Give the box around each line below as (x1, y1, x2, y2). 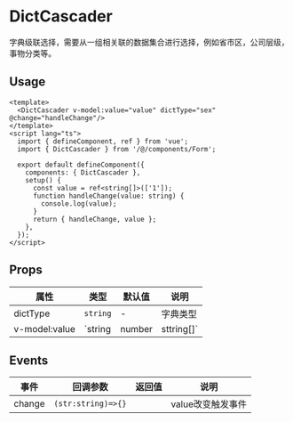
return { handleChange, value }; (32, 215, 157, 223)
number (119, 322, 154, 335)
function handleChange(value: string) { (32, 191, 185, 200)
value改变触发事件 (170, 398, 247, 410)
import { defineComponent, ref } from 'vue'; (17, 136, 189, 146)
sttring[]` (161, 322, 198, 335)
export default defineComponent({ (17, 160, 145, 169)
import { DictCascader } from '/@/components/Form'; (17, 144, 217, 153)
